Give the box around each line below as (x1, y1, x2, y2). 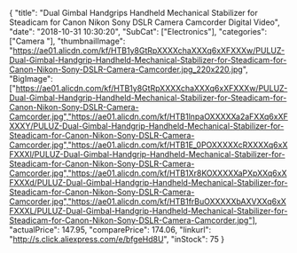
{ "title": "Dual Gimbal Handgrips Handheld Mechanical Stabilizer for (9, 8, 259, 18)
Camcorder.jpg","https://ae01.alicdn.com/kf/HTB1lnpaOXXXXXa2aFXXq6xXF (9, 111, 288, 122)
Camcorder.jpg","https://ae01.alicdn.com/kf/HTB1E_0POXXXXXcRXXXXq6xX (9, 139, 288, 150)
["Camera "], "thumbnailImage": (9, 36, 126, 46)
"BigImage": (9, 74, 53, 83)
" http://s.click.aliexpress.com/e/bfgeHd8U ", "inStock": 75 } (9, 234, 224, 244)
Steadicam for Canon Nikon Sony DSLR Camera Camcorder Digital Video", (9, 17, 281, 28)
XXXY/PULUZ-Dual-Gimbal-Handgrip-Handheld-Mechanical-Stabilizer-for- (9, 121, 285, 131)
